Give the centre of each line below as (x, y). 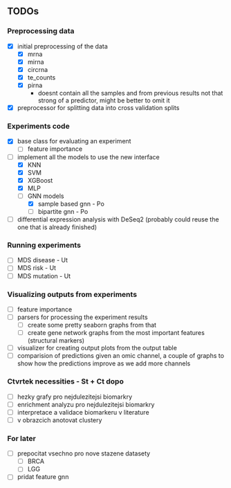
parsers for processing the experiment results (82, 317)
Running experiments (44, 245)
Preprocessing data (41, 31)
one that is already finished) (57, 227)
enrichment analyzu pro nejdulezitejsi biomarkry (86, 404)
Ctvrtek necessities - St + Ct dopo (66, 381)
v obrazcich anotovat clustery (59, 420)
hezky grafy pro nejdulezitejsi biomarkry (75, 397)
